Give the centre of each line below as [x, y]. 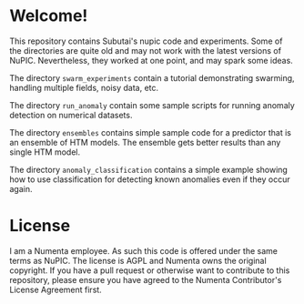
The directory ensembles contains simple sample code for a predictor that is [150, 132]
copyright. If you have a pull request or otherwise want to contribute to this [150, 270]
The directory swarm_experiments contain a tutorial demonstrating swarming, [152, 77]
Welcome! [49, 16]
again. [21, 188]
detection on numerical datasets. [71, 115]
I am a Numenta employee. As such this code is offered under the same [143, 250]
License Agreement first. [56, 289]
